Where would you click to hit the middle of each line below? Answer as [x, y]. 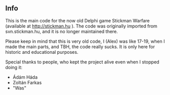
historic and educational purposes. [42, 52]
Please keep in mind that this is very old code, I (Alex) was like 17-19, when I [85, 41]
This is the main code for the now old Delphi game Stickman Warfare [78, 20]
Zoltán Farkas [27, 82]
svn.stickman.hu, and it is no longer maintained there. [62, 31]
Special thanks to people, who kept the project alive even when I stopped [82, 62]
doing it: [14, 67]
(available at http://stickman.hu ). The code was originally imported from [81, 26]
